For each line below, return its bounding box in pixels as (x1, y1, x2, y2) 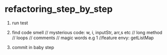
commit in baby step (11, 44, 54, 50)
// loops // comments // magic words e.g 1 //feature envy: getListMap (11, 35, 154, 41)
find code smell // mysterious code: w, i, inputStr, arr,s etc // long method (11, 29, 162, 35)
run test (11, 20, 28, 26)
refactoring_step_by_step (4, 3, 113, 15)
